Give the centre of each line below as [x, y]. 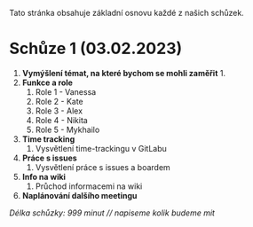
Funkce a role [47, 82]
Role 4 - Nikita [62, 120]
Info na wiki [44, 176]
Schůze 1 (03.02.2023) [96, 49]
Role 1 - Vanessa [66, 91]
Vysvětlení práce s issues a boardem [103, 167]
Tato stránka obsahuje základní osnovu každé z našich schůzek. [126, 13]
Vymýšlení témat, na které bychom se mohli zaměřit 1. [124, 73]
